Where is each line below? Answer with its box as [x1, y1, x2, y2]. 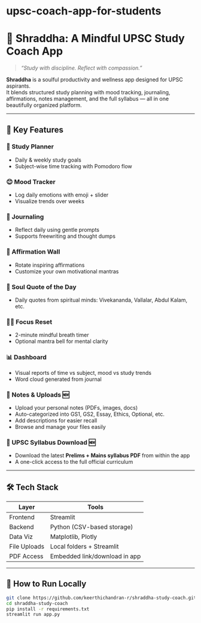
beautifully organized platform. [6, 102, 82, 109]
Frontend [9, 513, 35, 521]
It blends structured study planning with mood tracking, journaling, [6, 89, 170, 96]
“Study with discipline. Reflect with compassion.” [20, 64, 142, 71]
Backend [9, 523, 34, 531]
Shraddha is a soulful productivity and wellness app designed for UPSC [6, 76, 184, 84]
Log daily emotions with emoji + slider [14, 191, 109, 199]
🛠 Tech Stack [6, 482, 59, 492]
